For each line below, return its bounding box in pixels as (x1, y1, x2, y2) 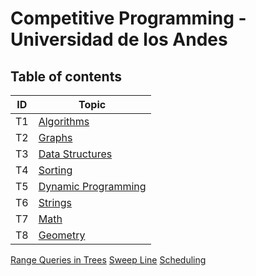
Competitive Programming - (10, 7, 247, 30)
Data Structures (38, 147, 113, 161)
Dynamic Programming (38, 180, 147, 193)
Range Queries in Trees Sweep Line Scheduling (10, 254, 207, 266)
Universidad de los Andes (10, 28, 228, 51)
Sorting (38, 163, 73, 177)
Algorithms (38, 115, 90, 128)
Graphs (38, 131, 73, 144)
